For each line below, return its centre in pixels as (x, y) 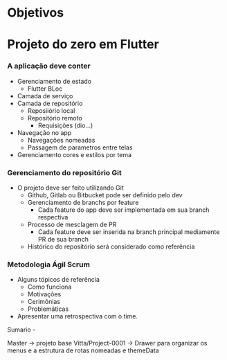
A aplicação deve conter (49, 66)
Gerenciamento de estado (54, 81)
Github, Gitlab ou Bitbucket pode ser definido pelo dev (105, 195)
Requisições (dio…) (65, 125)
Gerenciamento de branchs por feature (83, 202)
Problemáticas (48, 309)
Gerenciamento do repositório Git (65, 172)
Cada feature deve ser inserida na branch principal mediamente (129, 232)
